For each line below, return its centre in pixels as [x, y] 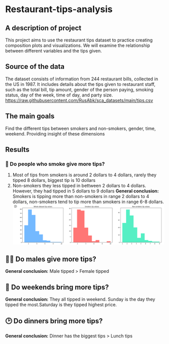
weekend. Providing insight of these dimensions [55, 134]
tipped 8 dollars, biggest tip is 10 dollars [54, 180]
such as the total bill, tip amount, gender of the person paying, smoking [79, 89]
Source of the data [35, 67]
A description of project [43, 28]
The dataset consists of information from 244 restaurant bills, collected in [82, 79]
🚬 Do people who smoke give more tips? [55, 164]
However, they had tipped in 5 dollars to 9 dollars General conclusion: [86, 191]
